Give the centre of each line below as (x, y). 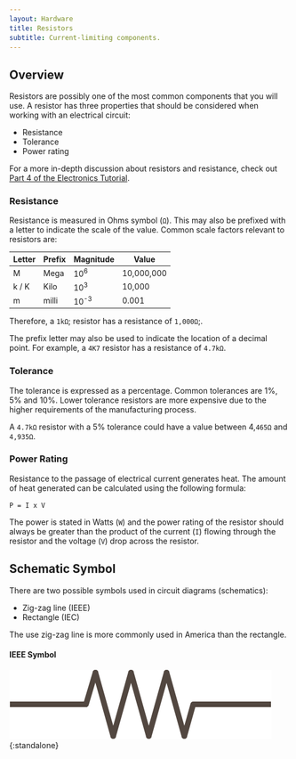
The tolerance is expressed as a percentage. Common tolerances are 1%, (144, 390)
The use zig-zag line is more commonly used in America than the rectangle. (148, 634)
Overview (37, 74)
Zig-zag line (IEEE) (56, 608)
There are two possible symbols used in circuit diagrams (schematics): (139, 590)
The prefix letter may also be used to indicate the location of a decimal (139, 339)
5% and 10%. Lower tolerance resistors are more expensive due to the (138, 400)
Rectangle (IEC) (51, 617)
